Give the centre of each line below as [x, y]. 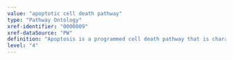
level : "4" [23, 46]
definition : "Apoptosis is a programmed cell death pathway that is [108, 39]
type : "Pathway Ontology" [44, 20]
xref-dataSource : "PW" [40, 33]
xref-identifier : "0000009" [48, 26]
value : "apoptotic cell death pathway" [65, 13]
